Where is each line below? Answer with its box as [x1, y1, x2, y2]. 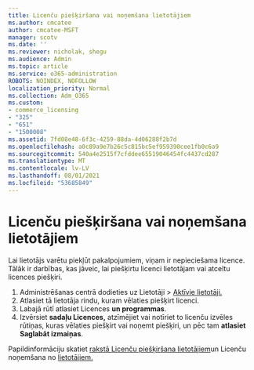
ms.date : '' [8, 41, 47, 49]
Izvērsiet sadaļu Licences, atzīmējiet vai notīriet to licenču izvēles [19, 312, 234, 321]
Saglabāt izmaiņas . [19, 328, 84, 338]
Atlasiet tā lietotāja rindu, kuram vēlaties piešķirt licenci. [19, 296, 200, 305]
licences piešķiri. [8, 272, 63, 281]
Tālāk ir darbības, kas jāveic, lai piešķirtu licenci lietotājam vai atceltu [8, 263, 230, 273]
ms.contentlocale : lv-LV [8, 165, 89, 172]
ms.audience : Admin [8, 56, 72, 63]
